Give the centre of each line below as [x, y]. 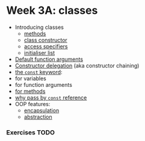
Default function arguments [49, 59]
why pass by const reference [51, 98]
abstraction [38, 117]
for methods [30, 91]
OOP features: [32, 104]
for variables [31, 78]
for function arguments [43, 84]
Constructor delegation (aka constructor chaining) [77, 65]
